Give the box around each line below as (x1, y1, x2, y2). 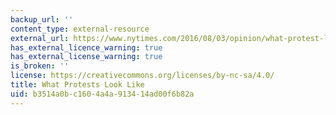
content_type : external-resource (10, 24, 150, 34)
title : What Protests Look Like (10, 80, 145, 90)
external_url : (10, 33, 70, 43)
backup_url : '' (10, 14, 74, 25)
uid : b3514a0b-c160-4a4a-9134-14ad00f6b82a (10, 89, 195, 99)
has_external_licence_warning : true (10, 42, 163, 53)
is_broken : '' (10, 61, 70, 71)
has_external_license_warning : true (10, 52, 163, 62)
